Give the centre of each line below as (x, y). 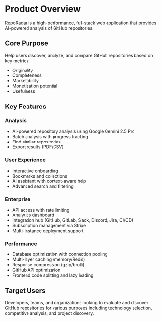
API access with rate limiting (41, 210)
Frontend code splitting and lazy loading (53, 275)
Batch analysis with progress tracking (50, 137)
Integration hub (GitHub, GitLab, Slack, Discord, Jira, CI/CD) (73, 220)
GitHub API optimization (36, 270)
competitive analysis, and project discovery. (50, 313)
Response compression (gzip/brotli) (48, 265)
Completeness (27, 75)
